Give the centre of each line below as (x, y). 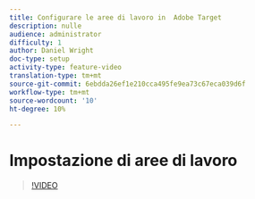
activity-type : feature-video (66, 68)
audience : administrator (55, 34)
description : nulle (46, 26)
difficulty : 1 (36, 42)
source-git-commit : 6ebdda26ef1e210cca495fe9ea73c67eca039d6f (127, 84)
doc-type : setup (39, 59)
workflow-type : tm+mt (50, 92)
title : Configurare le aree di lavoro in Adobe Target (115, 17)
